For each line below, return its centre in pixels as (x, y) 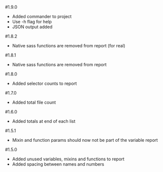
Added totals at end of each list (44, 121)
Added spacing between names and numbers (58, 164)
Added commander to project (42, 16)
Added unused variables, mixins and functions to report (68, 159)
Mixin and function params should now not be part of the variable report (85, 140)
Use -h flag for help (32, 22)
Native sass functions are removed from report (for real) (69, 46)
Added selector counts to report (45, 83)
